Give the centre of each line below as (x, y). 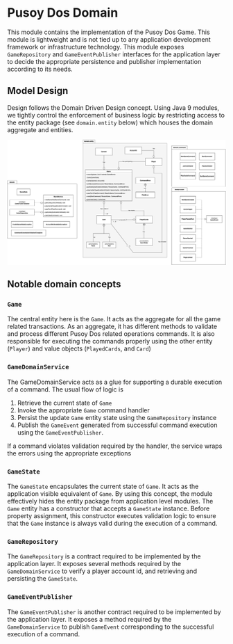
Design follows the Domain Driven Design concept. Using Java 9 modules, (113, 107)
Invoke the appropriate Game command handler (84, 410)
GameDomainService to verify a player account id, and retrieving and (102, 571)
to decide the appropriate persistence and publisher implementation (104, 61)
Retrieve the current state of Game (64, 403)
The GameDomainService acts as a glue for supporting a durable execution (115, 382)
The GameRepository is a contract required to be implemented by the (104, 556)
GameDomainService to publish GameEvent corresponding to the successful (111, 627)
